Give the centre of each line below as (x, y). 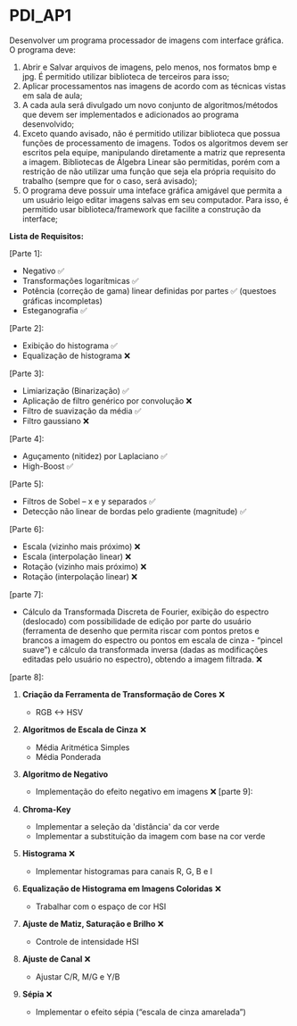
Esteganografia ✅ (54, 310)
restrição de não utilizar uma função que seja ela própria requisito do (149, 171)
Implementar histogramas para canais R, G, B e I (124, 871)
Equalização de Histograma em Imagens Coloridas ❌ (121, 888)
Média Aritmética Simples (82, 747)
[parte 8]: (27, 677)
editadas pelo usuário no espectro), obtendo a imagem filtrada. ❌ (142, 659)
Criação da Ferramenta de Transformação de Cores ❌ (124, 694)
